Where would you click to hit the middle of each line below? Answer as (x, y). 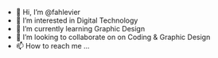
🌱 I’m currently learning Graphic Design (80, 29)
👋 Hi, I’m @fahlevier (48, 12)
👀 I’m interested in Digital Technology (77, 20)
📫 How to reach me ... (53, 46)
